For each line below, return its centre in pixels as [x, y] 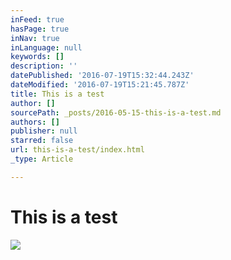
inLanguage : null [46, 47]
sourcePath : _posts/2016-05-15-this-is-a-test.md [116, 112]
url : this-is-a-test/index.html [77, 150]
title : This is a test [57, 94]
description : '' [44, 66]
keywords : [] [37, 57]
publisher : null [44, 131]
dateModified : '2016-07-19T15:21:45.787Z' [100, 85]
